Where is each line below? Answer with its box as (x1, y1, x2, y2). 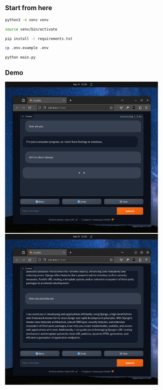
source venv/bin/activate (5, 27, 57, 32)
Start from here (5, 4, 52, 12)
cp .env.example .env (5, 46, 49, 51)
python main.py (5, 55, 36, 60)
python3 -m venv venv (5, 17, 49, 22)
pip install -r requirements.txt (5, 36, 73, 41)
